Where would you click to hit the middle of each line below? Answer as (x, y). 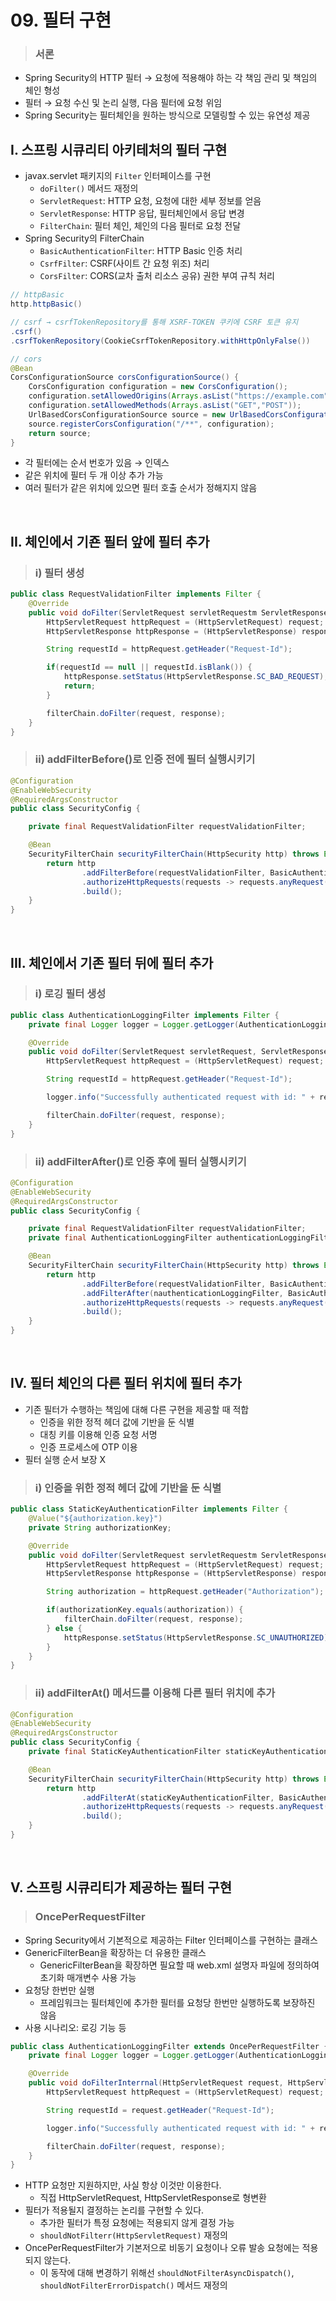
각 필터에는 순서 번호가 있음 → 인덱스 (97, 463)
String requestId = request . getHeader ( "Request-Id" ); (160, 2110)
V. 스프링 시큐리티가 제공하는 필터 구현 (121, 1887)
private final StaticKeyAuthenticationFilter (125, 1752)
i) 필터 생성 (59, 573)
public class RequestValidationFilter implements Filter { (136, 594)
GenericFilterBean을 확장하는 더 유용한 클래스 (115, 1952)
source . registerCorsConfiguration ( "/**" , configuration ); (151, 424)
